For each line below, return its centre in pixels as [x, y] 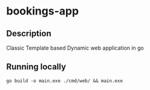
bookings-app [43, 11]
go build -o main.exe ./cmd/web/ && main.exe [64, 81]
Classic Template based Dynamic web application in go [75, 48]
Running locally [36, 67]
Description [29, 34]
